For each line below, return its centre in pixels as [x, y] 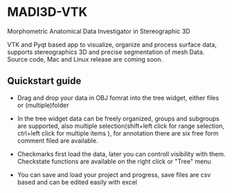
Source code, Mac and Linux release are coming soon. [85, 59]
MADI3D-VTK [47, 12]
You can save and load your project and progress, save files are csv [114, 174]
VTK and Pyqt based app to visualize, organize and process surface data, [112, 44]
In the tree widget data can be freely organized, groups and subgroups [118, 118]
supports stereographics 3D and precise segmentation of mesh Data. [106, 52]
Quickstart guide [44, 81]
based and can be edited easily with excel [77, 182]
